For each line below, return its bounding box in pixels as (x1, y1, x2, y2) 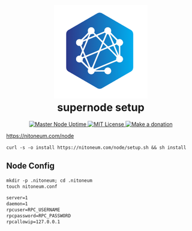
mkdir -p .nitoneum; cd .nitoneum (6, 178, 93, 184)
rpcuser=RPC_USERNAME (6, 206, 61, 213)
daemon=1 (6, 200, 28, 207)
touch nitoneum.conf (6, 184, 58, 190)
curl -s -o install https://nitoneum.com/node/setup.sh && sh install (6, 145, 187, 151)
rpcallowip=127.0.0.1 (6, 218, 61, 225)
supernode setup (56, 101, 145, 115)
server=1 (6, 194, 28, 201)
